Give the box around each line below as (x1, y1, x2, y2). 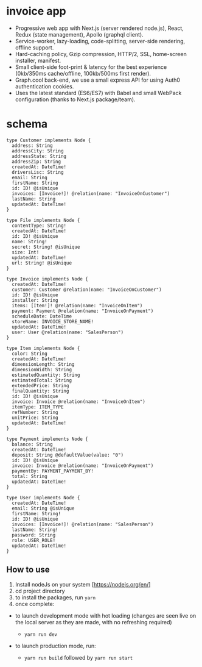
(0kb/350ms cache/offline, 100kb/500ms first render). (15, 70, 151, 77)
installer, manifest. (15, 57, 61, 64)
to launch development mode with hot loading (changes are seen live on (15, 612, 197, 619)
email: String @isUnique (12, 505, 75, 512)
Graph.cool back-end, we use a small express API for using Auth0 (15, 76, 181, 84)
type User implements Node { (6, 494, 80, 501)
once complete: (15, 600, 55, 607)
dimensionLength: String (12, 361, 75, 367)
